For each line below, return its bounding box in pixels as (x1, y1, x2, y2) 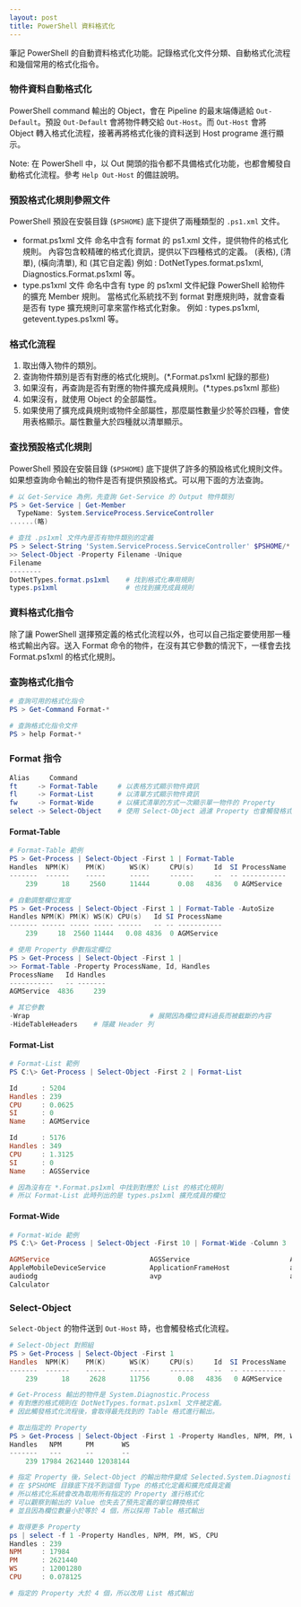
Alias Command (9, 773, 78, 782)
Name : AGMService (9, 1117, 90, 1127)
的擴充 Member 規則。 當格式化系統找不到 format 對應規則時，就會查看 (21, 291, 285, 302)
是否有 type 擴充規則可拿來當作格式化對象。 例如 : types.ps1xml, (21, 303, 260, 313)
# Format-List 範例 (9, 1059, 80, 1068)
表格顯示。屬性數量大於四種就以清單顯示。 (30, 417, 188, 427)
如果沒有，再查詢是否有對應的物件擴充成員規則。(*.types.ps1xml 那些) (21, 382, 280, 393)
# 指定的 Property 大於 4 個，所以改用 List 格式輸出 (9, 1588, 194, 1598)
